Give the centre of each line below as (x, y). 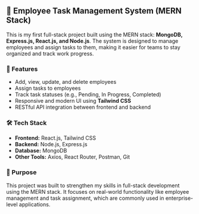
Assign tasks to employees (48, 88)
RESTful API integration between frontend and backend (83, 107)
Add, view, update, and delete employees (66, 82)
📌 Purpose (21, 172)
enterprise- (179, 198)
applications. (35, 204)
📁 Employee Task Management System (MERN (94, 11)
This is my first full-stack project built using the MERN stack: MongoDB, (94, 34)
